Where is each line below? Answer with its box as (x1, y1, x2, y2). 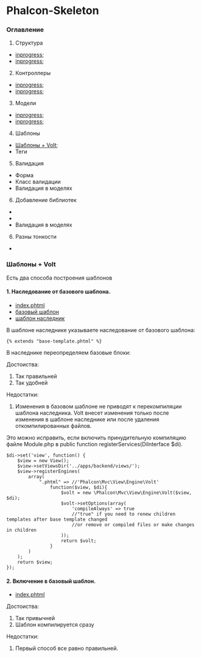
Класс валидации (15, 178, 61, 186)
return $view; (17, 559, 53, 565)
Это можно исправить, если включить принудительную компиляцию (6, 434, 187, 441)
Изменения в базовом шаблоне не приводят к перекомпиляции (15, 402, 182, 410)
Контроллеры (15, 70, 51, 77)
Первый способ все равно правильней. (15, 645, 119, 652)
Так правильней (15, 372, 57, 380)
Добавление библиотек (15, 197, 77, 204)
